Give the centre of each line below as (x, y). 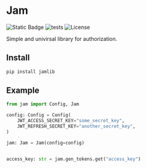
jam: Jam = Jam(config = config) (45, 143)
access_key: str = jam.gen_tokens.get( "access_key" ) (74, 159)
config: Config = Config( (38, 115)
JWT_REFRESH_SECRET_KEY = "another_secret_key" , (76, 126)
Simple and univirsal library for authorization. (62, 39)
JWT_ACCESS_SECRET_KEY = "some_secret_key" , (71, 121)
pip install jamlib (31, 72)
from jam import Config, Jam (43, 104)
